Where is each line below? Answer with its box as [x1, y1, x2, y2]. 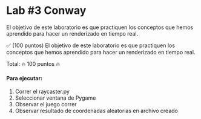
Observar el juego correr [15, 101, 77, 108]
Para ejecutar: [6, 74, 43, 82]
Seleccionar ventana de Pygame [15, 94, 96, 101]
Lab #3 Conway [6, 4, 87, 18]
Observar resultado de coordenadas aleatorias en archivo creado [15, 107, 179, 115]
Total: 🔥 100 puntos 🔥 [6, 60, 61, 67]
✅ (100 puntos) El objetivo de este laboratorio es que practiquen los [6, 42, 176, 49]
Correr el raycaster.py [15, 88, 70, 95]
